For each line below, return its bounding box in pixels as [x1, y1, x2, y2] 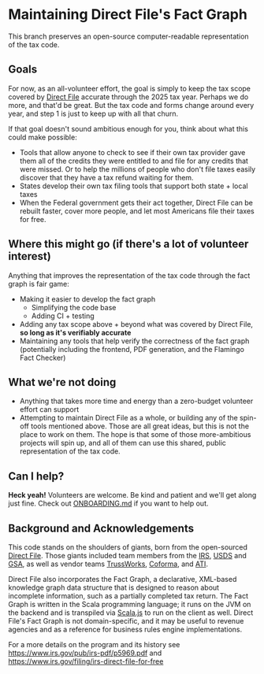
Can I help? [8, 469, 65, 483]
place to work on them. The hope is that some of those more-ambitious [19, 430, 251, 439]
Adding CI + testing [31, 311, 95, 320]
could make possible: [8, 132, 77, 142]
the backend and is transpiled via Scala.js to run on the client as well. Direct [8, 608, 254, 617]
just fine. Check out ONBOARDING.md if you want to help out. [8, 498, 209, 509]
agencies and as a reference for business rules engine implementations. [8, 624, 243, 634]
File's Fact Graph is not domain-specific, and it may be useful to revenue [8, 617, 244, 625]
